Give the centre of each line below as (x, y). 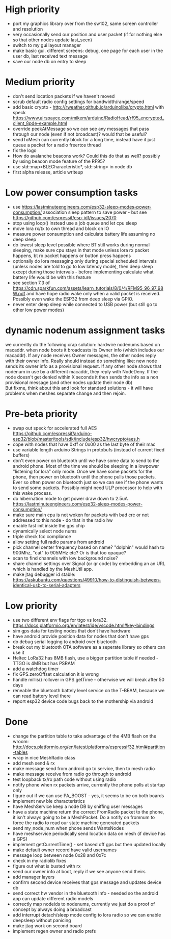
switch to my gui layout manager (47, 45)
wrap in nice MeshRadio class (44, 757)
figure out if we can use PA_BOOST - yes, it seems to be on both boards (88, 795)
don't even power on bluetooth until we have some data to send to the (86, 461)
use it (18, 652)
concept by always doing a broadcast (52, 909)
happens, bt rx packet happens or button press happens (72, 256)
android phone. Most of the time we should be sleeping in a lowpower (86, 466)
